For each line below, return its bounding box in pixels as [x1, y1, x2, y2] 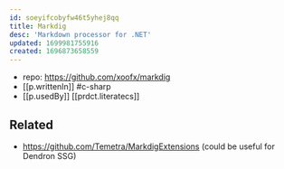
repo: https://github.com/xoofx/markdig [22, 71, 171, 82]
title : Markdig [9, 22, 67, 31]
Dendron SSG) [22, 150, 77, 161]
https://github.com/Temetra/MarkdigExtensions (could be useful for [22, 141, 276, 152]
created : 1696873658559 [9, 47, 99, 56]
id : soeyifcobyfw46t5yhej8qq [9, 13, 119, 23]
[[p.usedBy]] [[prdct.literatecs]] [22, 91, 140, 102]
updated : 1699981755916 [9, 38, 99, 48]
